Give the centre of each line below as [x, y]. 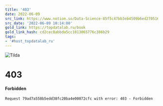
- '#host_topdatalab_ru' [30, 41]
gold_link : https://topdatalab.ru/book [45, 28]
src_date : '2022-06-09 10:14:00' [39, 23]
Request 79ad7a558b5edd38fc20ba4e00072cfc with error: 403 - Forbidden [79, 99]
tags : [10, 37]
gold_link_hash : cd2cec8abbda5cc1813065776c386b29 [57, 32]
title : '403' [18, 9]
